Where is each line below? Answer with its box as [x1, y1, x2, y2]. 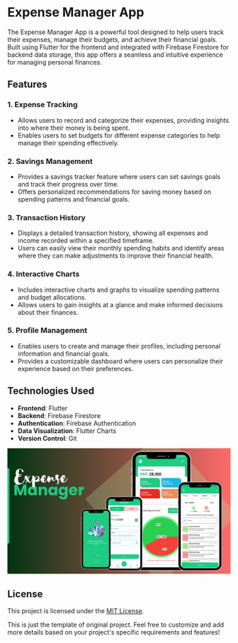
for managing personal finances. [7, 57, 103, 66]
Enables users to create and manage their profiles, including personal [17, 341, 221, 350]
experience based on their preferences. [17, 364, 133, 373]
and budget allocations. [17, 292, 87, 302]
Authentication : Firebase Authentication [17, 419, 137, 427]
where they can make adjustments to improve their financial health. [17, 251, 214, 260]
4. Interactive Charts [7, 269, 80, 279]
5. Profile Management [7, 326, 88, 336]
